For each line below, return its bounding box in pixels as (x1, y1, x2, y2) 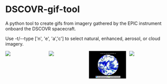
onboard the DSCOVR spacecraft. (5, 25, 76, 31)
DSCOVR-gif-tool (5, 4, 80, 15)
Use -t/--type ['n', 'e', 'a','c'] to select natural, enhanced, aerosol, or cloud (5, 35, 161, 41)
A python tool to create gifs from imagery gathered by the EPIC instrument (5, 20, 162, 26)
